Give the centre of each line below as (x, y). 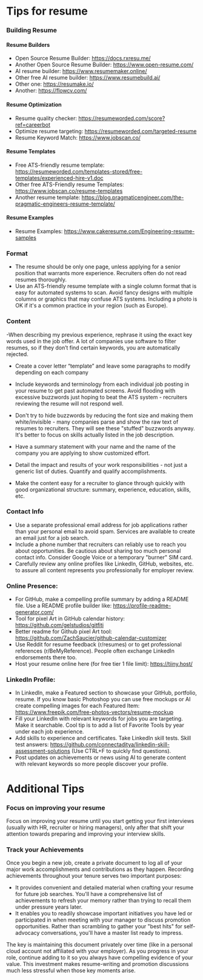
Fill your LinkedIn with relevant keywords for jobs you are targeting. (99, 719)
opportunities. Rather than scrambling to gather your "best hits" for (99, 926)
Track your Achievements (45, 849)
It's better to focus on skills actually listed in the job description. (95, 435)
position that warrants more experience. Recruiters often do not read (101, 273)
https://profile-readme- (142, 606)
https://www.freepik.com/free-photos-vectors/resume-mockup (94, 712)
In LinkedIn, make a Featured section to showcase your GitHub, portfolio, (106, 693)
